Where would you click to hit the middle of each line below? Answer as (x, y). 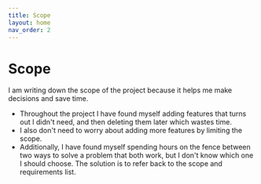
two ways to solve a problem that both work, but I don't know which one (136, 155)
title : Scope (29, 15)
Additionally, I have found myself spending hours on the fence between (135, 147)
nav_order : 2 (29, 30)
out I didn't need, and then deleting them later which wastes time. (125, 122)
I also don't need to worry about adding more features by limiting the (130, 131)
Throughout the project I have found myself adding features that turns (133, 114)
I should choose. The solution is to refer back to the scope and (121, 164)
